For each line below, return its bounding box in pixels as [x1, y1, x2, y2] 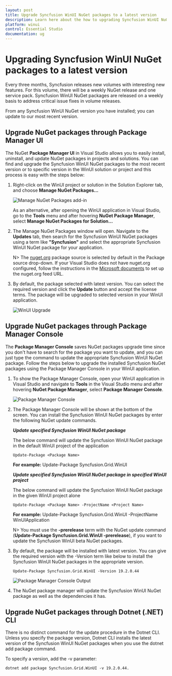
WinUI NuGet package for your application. [12, 244, 104, 250]
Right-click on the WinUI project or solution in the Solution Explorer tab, [12, 181, 164, 188]
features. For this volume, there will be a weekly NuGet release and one [5, 87, 156, 93]
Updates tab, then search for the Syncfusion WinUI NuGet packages [12, 233, 158, 240]
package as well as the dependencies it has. [12, 593, 106, 599]
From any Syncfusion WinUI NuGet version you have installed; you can [5, 107, 155, 114]
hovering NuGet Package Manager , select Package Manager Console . [12, 386, 164, 392]
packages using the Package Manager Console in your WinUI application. [5, 366, 160, 372]
